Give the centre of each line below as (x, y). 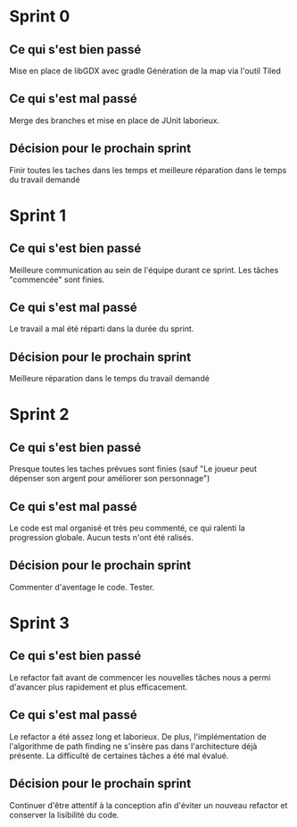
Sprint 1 (38, 215)
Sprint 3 (39, 623)
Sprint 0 (40, 17)
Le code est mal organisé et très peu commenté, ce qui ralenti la (127, 528)
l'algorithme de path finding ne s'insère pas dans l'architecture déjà (133, 746)
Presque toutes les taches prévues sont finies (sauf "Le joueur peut (133, 469)
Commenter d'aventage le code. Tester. (82, 587)
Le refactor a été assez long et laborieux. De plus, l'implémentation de (138, 736)
